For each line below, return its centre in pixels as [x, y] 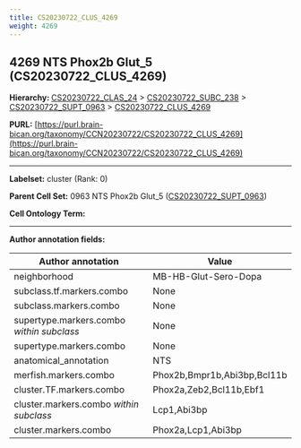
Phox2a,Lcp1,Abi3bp [197, 430]
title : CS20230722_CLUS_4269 [64, 17]
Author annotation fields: [57, 239]
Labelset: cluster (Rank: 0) [59, 179]
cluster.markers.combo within [76, 404]
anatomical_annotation [61, 361]
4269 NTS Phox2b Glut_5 [81, 62]
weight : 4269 [34, 26]
